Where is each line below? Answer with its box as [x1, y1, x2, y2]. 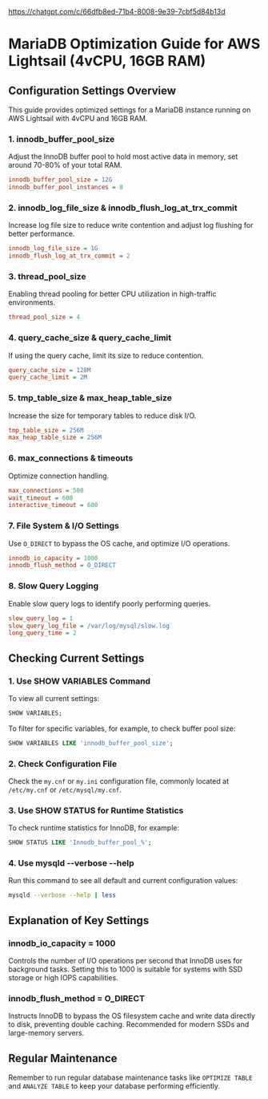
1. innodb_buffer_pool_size [8, 133, 115, 144]
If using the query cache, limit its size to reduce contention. [8, 351, 204, 360]
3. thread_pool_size [8, 271, 86, 282]
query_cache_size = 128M [8, 366, 91, 374]
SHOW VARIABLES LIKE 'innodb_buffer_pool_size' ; [8, 739, 174, 747]
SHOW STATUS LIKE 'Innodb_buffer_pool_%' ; [8, 838, 152, 847]
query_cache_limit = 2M [8, 373, 88, 382]
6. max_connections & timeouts [8, 452, 134, 464]
